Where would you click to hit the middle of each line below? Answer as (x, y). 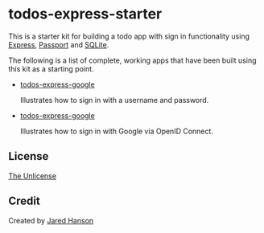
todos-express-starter (85, 14)
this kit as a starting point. (51, 68)
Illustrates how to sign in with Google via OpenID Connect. (116, 131)
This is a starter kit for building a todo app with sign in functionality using (129, 36)
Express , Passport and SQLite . (59, 44)
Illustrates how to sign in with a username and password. (114, 100)
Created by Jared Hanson (51, 220)
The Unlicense (32, 176)
